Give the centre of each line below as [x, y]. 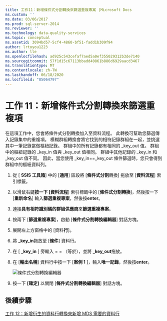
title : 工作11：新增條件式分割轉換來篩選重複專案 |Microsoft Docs [68, 10]
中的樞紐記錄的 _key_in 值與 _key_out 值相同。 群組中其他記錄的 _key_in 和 [81, 152]
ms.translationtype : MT [30, 65]
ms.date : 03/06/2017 [27, 19]
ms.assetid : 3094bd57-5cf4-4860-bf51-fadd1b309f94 [59, 42]
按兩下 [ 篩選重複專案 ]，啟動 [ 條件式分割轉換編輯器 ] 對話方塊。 [77, 219]
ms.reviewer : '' [22, 28]
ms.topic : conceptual [28, 38]
